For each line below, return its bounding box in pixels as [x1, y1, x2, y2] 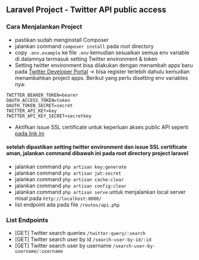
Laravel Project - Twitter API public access [6, 5, 166, 15]
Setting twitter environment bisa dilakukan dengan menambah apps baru [14, 61, 193, 69]
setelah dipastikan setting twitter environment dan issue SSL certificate [6, 143, 187, 151]
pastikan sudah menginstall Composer [14, 36, 109, 44]
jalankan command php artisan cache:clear [14, 175, 124, 182]
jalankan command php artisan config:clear [14, 182, 127, 189]
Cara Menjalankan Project [6, 23, 83, 31]
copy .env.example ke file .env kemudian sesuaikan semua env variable [14, 49, 189, 56]
